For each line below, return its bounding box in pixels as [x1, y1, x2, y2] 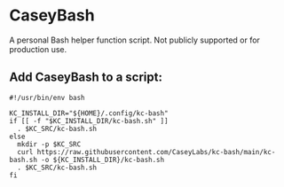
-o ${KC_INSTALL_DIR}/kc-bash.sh [41, 155, 165, 164]
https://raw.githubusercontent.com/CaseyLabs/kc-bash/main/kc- [36, 147, 276, 156]
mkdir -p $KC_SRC [17, 139, 82, 149]
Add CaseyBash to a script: [9, 70, 162, 85]
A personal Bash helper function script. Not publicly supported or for [9, 35, 260, 45]
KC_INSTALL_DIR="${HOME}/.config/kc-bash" [9, 108, 169, 118]
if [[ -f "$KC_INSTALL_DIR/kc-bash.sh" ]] [9, 116, 169, 125]
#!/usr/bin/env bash [9, 93, 86, 102]
